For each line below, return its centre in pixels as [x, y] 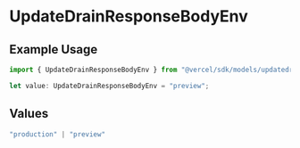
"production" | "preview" [57, 134]
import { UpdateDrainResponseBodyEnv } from [93, 70]
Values [29, 114]
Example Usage [54, 49]
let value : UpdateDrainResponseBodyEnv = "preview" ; [109, 86]
